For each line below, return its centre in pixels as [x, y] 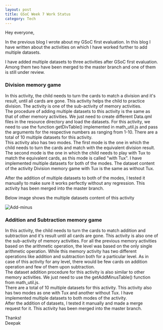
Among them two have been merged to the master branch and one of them [81, 67]
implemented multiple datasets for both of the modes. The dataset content [80, 163]
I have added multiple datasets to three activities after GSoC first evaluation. [81, 62]
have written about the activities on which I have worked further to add [76, 47]
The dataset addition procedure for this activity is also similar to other [75, 272]
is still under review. [25, 72]
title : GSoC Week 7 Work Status [38, 14]
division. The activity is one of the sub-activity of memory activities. [73, 106]
